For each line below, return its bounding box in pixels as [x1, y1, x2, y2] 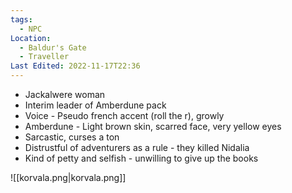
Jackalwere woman [24, 89, 106, 100]
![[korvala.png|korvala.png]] [10, 172, 127, 183]
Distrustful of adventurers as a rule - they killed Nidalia [24, 142, 250, 153]
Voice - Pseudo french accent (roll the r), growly [24, 110, 225, 121]
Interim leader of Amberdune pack [24, 99, 167, 111]
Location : [10, 33, 52, 43]
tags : [10, 14, 33, 25]
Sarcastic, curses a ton [24, 131, 120, 143]
